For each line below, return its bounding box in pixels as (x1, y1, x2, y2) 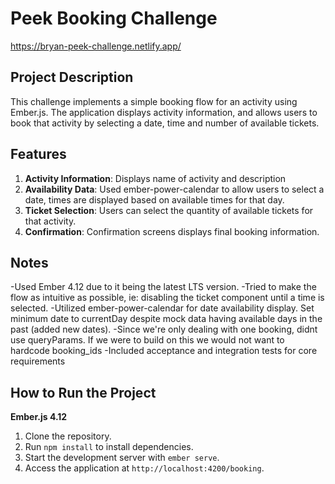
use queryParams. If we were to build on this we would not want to (10, 334, 285, 346)
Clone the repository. (24, 430, 112, 442)
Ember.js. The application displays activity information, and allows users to (10, 106, 318, 118)
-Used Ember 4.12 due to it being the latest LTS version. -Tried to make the (10, 281, 317, 293)
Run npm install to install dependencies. (24, 441, 194, 453)
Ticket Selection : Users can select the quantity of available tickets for (24, 204, 314, 216)
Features (10, 146, 67, 163)
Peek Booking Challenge (10, 7, 218, 30)
